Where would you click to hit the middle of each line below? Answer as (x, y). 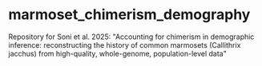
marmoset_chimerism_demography (129, 15)
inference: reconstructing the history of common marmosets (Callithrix (125, 45)
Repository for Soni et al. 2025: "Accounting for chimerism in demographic (131, 37)
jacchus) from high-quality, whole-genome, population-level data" (117, 53)
